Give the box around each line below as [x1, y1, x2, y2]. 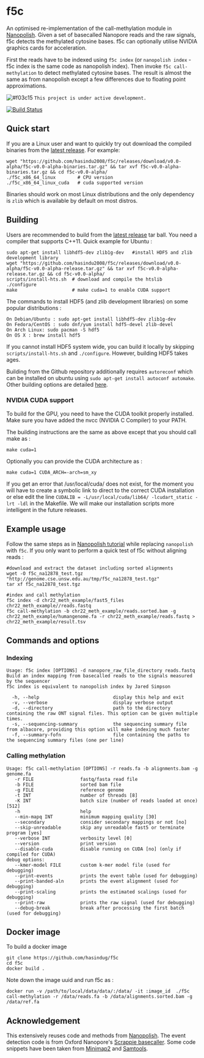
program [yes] [6, 829, 43, 836]
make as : [6, 435, 31, 442]
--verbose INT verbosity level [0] [14, 835, 133, 841]
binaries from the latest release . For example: [6, 146, 120, 154]
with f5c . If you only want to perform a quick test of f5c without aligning [6, 547, 187, 554]
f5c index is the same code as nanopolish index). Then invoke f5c [6, 63, 172, 70]
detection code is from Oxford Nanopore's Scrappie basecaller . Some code [6, 1038, 196, 1046]
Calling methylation [6, 752, 66, 760]
